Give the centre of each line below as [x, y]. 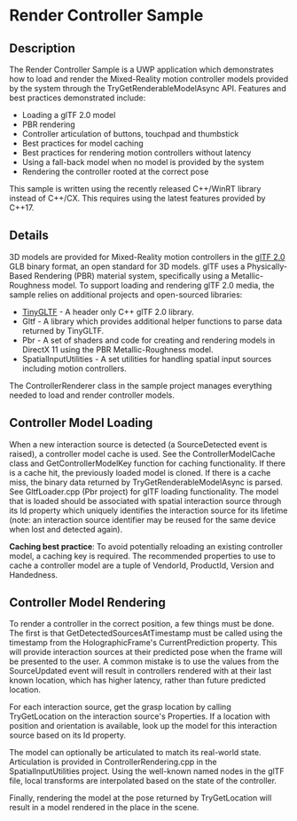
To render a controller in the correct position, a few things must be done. [142, 624]
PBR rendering [48, 124]
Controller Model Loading [81, 423]
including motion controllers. [74, 368]
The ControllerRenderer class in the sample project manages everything [141, 385]
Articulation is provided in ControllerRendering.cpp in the [113, 762]
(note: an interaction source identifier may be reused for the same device [143, 519]
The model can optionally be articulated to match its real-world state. [135, 753]
